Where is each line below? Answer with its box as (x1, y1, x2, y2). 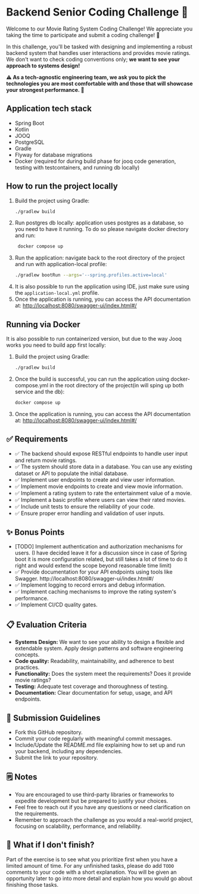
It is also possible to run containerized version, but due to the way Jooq (6, 335, 182, 342)
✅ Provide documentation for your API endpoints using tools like (14, 568, 173, 575)
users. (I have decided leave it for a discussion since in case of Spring (14, 549, 187, 557)
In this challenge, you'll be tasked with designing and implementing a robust (6, 43, 192, 50)
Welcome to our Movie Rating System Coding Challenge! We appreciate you (6, 25, 192, 32)
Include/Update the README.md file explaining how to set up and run (14, 741, 186, 748)
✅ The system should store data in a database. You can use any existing (14, 463, 192, 470)
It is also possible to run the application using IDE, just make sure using (14, 283, 189, 290)
